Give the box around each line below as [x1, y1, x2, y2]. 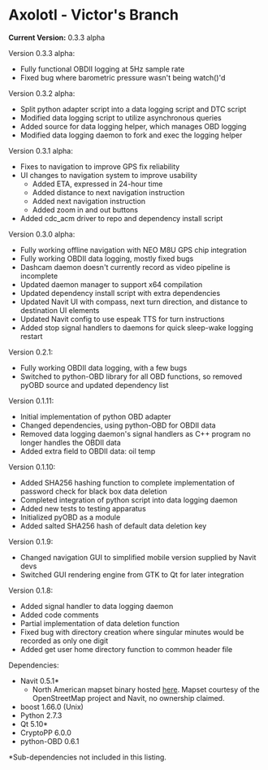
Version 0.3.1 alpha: [8, 146, 73, 155]
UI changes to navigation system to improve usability [19, 170, 197, 180]
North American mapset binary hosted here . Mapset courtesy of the [32, 685, 260, 694]
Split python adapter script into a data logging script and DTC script [19, 104, 247, 114]
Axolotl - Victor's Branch [8, 6, 179, 24]
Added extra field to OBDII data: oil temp [19, 446, 156, 456]
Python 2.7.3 [19, 710, 63, 720]
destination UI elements [19, 305, 100, 315]
